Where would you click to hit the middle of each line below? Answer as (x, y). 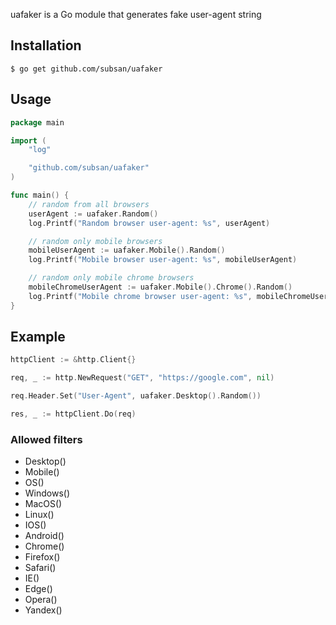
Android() (44, 536)
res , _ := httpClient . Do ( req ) (73, 414)
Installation (46, 45)
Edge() (38, 589)
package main (37, 122)
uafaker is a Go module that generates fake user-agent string (136, 14)
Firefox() (42, 557)
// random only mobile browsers (95, 241)
